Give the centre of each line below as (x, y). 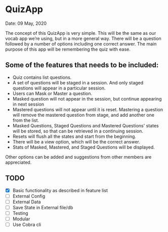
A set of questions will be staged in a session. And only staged (78, 82)
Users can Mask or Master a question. (52, 93)
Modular (21, 219)
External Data (27, 202)
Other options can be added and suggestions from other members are (78, 157)
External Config (29, 196)
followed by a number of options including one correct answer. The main (81, 43)
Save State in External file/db (43, 207)
